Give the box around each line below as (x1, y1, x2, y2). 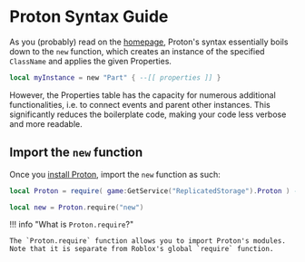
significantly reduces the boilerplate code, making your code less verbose (9, 109, 287, 120)
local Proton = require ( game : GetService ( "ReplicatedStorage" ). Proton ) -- (9, 186, 302, 196)
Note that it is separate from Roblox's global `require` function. (9, 245, 274, 254)
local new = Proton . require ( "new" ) (9, 202, 144, 212)
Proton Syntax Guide (9, 6, 169, 27)
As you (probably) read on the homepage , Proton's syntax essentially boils (9, 36, 289, 47)
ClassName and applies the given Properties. (9, 55, 172, 66)
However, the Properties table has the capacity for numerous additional (9, 89, 277, 101)
